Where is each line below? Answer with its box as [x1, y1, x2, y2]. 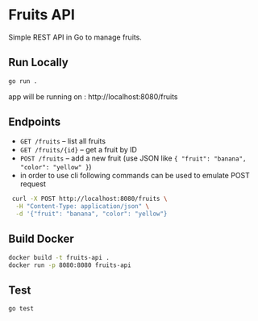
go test [8, 305, 35, 313]
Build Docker [8, 232, 74, 246]
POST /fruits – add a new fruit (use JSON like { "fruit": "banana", [19, 153, 248, 163]
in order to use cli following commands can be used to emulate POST [19, 171, 250, 181]
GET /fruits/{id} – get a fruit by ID [19, 145, 137, 155]
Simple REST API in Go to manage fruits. [8, 32, 143, 42]
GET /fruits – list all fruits [19, 136, 106, 146]
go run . [8, 77, 38, 85]
